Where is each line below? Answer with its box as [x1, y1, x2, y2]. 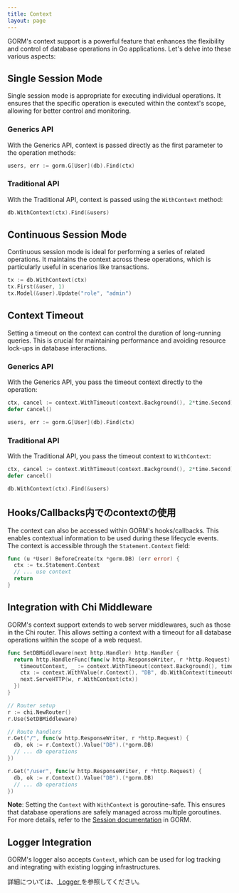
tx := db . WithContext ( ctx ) [7, 276, 87, 284]
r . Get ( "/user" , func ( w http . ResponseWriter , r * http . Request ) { [7, 767, 202, 775]
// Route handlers [7, 728, 62, 735]
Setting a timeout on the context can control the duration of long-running [7, 328, 221, 337]
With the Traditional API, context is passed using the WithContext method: [7, 195, 223, 203]
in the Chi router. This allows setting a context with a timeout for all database [7, 627, 232, 636]
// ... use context [14, 568, 72, 575]
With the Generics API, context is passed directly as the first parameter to [7, 141, 223, 149]
